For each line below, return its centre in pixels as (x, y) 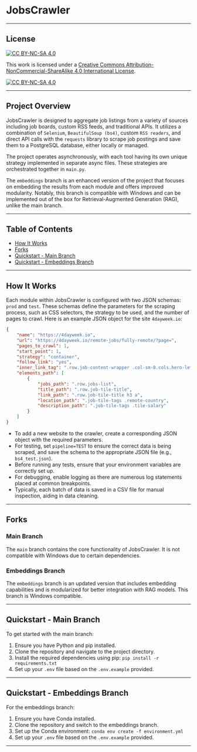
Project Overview (38, 106)
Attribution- (140, 65)
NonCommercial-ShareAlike (40, 70)
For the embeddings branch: (40, 707)
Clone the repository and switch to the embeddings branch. (86, 724)
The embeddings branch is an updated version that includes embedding (91, 583)
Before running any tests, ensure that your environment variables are (98, 465)
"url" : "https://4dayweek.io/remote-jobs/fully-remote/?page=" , (97, 340)
